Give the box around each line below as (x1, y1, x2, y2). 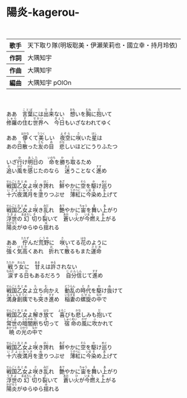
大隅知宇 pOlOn (27, 78, 71, 86)
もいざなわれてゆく (64, 119, 112, 126)
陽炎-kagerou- (6, 5, 80, 19)
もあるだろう (29, 272, 61, 279)
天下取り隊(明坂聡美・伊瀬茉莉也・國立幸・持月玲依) (27, 41, 178, 50)
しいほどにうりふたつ (64, 143, 118, 150)
